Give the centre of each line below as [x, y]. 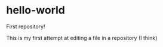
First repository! [26, 26]
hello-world [36, 10]
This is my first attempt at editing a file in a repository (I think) [82, 38]
